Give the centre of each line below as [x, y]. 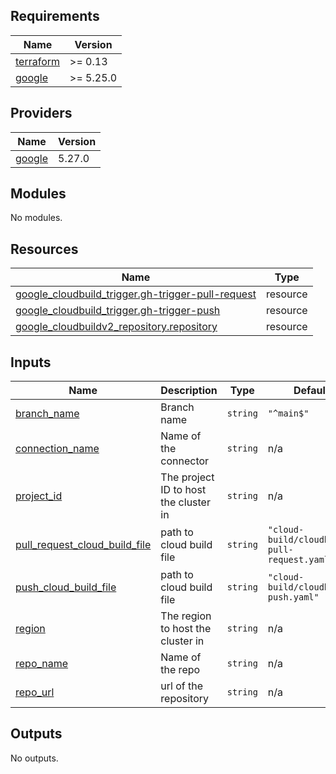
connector [185, 461]
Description [189, 391]
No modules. [36, 218]
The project [187, 477]
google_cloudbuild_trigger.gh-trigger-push [118, 311]
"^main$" [288, 413]
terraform [38, 61]
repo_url [35, 692]
